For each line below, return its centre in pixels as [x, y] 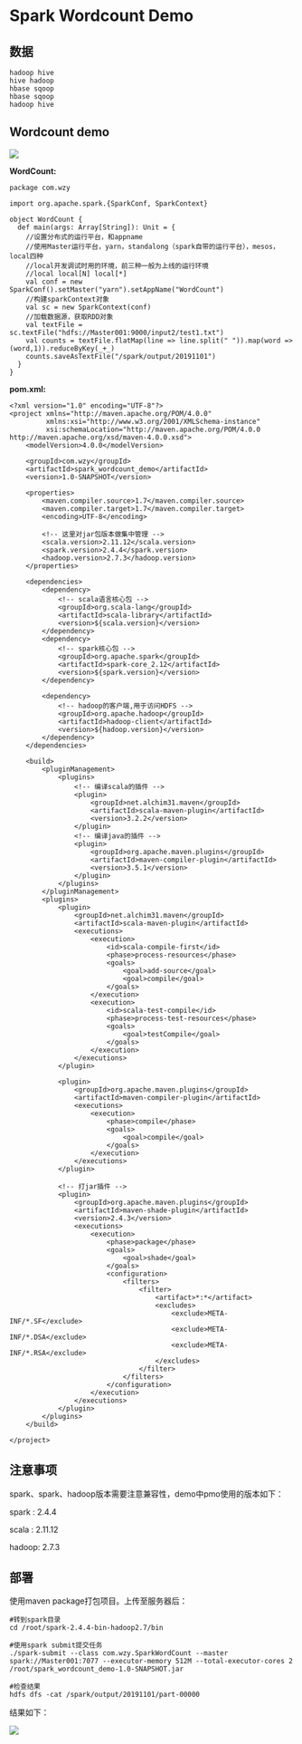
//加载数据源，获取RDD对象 [70, 317]
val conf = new [54, 282]
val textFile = [54, 324]
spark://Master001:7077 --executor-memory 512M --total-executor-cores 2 [151, 1662]
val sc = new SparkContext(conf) [89, 307]
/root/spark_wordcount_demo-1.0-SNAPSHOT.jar [96, 1669]
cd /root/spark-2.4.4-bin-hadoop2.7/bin [87, 1628]
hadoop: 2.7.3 [35, 1546]
